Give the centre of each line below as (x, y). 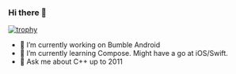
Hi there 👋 (28, 13)
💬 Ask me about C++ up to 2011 (71, 61)
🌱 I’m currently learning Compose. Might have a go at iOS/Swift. (124, 54)
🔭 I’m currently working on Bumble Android (90, 45)
